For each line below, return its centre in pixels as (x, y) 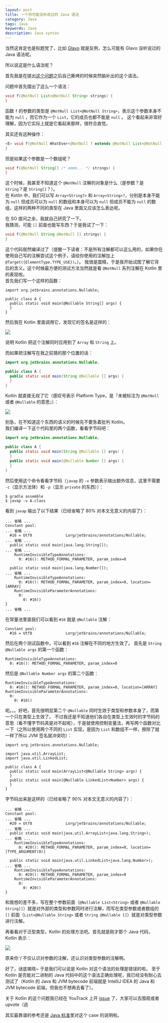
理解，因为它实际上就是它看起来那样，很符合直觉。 (58, 123)
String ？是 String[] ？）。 (31, 189)
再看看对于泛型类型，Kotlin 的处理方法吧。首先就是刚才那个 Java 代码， (79, 932)
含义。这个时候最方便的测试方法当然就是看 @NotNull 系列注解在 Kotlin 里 (88, 268)
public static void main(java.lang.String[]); (59, 545)
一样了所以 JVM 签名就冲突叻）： (39, 735)
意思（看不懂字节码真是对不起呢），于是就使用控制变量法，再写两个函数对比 (83, 723)
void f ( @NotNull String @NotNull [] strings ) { (56, 235)
